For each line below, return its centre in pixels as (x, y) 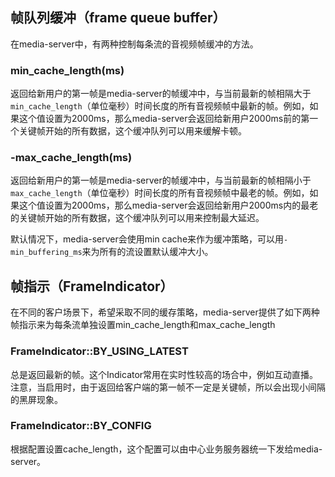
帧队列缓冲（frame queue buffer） (118, 18)
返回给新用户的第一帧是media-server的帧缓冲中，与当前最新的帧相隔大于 (161, 94)
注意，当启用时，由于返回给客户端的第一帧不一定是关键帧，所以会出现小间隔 (168, 387)
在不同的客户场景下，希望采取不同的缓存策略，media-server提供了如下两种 (165, 312)
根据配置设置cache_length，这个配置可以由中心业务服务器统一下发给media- (166, 449)
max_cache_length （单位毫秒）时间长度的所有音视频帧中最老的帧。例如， (160, 193)
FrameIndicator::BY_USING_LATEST (99, 351)
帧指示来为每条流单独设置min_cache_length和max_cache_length (143, 325)
